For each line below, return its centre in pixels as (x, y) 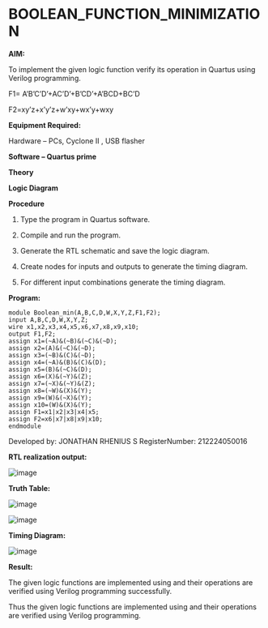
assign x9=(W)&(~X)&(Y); (50, 398)
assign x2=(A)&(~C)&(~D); (52, 348)
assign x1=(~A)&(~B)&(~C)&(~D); (63, 341)
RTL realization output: (48, 457)
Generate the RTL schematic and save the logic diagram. (115, 250)
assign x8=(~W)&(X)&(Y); (50, 391)
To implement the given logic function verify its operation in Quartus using (132, 69)
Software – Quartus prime (53, 156)
